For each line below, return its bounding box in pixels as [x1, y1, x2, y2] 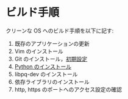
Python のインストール [14, 62, 71, 70]
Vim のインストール [14, 47, 63, 55]
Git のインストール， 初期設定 [14, 55, 88, 62]
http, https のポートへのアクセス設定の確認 [14, 86, 123, 93]
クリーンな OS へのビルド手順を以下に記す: [5, 27, 114, 34]
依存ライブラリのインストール [14, 78, 90, 86]
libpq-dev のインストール [14, 70, 78, 78]
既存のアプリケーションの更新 [14, 40, 90, 47]
